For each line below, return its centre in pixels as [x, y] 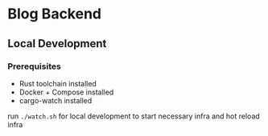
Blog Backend [55, 14]
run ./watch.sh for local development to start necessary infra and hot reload [134, 116]
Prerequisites [34, 66]
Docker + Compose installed [66, 92]
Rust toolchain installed [58, 83]
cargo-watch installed [56, 100]
